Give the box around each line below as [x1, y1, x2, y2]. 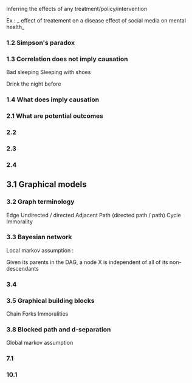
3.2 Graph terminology [6, 197, 75, 206]
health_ [6, 24, 25, 30]
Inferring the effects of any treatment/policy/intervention [6, 5, 148, 12]
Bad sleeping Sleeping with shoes [6, 69, 91, 76]
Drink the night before [6, 80, 61, 87]
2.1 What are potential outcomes [6, 112, 103, 120]
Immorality [6, 218, 33, 225]
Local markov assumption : [6, 246, 74, 254]
